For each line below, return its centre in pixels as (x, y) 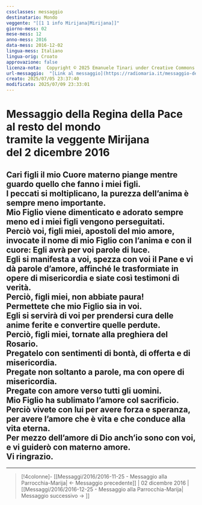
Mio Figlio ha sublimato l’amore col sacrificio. (93, 400)
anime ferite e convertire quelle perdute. (84, 325)
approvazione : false (32, 62)
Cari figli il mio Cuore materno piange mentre (92, 175)
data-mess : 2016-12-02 (35, 46)
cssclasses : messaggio (35, 12)
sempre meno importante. (56, 203)
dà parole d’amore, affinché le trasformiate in (93, 268)
